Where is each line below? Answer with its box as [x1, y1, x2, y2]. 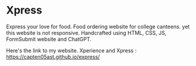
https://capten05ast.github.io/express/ [6, 53, 100, 60]
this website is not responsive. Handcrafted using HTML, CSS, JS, [6, 29, 167, 36]
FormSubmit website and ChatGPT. [6, 35, 92, 42]
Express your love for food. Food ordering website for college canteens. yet [6, 23, 190, 30]
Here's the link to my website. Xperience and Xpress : [6, 47, 137, 54]
